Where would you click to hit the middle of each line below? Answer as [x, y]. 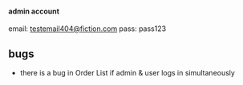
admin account [34, 11]
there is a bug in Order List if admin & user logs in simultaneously [127, 73]
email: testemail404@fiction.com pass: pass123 [87, 29]
